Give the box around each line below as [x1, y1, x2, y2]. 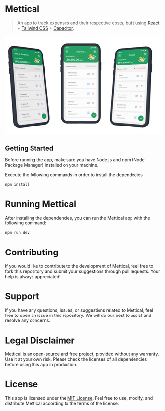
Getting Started [5, 144, 54, 152]
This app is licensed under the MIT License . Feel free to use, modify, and [5, 395, 153, 401]
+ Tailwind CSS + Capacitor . [17, 25, 74, 31]
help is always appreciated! [5, 273, 61, 279]
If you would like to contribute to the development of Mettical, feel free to [5, 263, 154, 269]
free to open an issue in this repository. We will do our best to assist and [5, 312, 152, 318]
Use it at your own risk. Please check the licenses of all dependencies [5, 356, 147, 362]
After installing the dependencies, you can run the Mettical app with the [5, 215, 150, 221]
